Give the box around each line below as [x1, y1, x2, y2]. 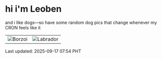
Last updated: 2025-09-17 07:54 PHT [5, 48, 81, 54]
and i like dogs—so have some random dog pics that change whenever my [5, 20, 157, 25]
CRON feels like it [5, 24, 41, 30]
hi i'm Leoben [5, 3, 62, 15]
